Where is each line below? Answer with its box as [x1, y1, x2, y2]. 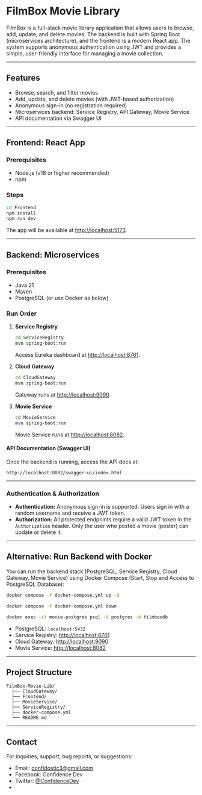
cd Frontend [6, 204, 36, 210]
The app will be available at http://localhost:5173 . [6, 227, 127, 234]
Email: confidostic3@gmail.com [14, 764, 94, 772]
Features [6, 73, 40, 83]
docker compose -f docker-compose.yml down [6, 603, 117, 609]
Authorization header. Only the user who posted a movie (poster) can [14, 523, 189, 530]
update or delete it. [14, 529, 63, 536]
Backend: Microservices [6, 250, 100, 260]
